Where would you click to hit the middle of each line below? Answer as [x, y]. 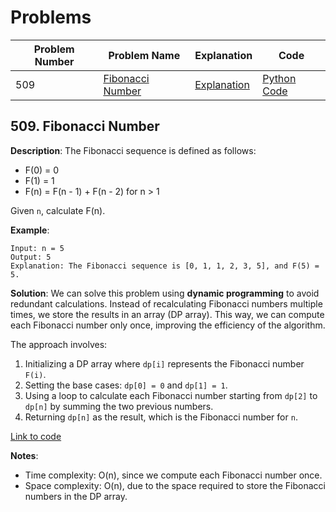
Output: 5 [31, 257]
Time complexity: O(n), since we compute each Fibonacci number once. [173, 475]
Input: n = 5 [37, 248]
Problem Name [144, 55]
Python [279, 78]
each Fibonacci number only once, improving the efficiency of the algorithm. [168, 325]
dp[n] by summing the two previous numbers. [119, 406]
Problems [51, 17]
